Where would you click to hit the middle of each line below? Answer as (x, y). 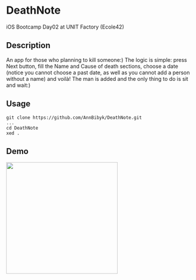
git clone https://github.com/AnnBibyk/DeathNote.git (74, 117)
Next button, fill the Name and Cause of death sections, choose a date (92, 66)
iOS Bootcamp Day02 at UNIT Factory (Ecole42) (65, 27)
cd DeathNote (22, 128)
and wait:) (18, 85)
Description (28, 45)
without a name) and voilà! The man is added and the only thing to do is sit (97, 78)
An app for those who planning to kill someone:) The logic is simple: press (97, 59)
